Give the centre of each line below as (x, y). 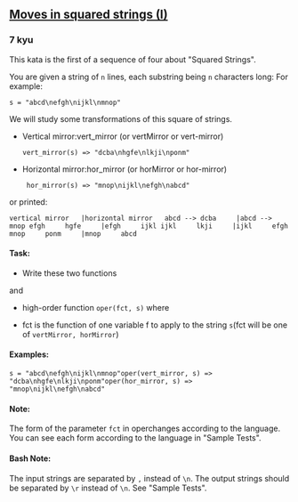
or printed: (28, 202)
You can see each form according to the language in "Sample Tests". (135, 438)
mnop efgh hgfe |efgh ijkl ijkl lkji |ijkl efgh (149, 226)
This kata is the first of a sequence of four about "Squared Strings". (133, 59)
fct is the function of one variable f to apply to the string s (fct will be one (154, 325)
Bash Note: (30, 458)
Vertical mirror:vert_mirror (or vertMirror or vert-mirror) (123, 136)
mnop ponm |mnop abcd (73, 234)
